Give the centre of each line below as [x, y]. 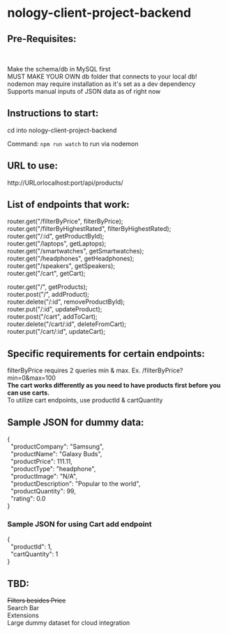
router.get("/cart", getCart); [46, 274]
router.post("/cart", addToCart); [52, 317]
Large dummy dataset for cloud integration [69, 623]
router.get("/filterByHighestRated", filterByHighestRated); [89, 229]
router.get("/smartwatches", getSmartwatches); [76, 251]
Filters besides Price [37, 600]
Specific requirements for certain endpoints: [106, 354]
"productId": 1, [31, 547]
